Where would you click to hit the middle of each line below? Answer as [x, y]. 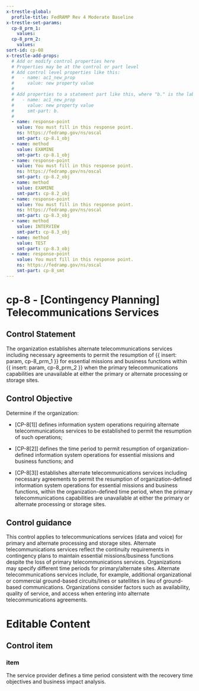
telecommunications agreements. [47, 600]
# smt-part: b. [36, 111]
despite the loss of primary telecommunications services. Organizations [94, 562]
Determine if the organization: [42, 413]
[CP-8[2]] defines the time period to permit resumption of [85, 449]
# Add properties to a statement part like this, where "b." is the [98, 94]
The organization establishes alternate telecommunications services [89, 348]
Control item [30, 646]
